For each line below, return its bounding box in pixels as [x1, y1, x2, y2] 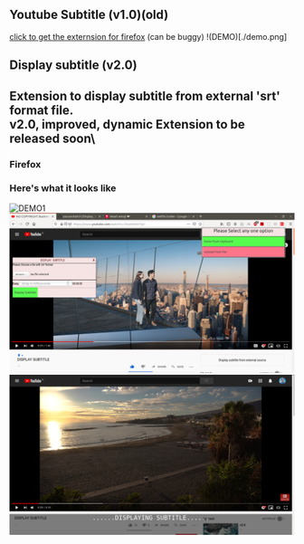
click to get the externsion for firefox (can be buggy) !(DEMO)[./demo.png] [9, 31, 288, 42]
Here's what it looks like [9, 182, 117, 195]
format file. [9, 102, 74, 118]
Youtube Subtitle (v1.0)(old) [9, 7, 169, 23]
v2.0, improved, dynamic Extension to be [9, 117, 246, 132]
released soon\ [9, 130, 96, 146]
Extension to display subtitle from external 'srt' [9, 88, 280, 103]
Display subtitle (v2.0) [9, 58, 138, 73]
